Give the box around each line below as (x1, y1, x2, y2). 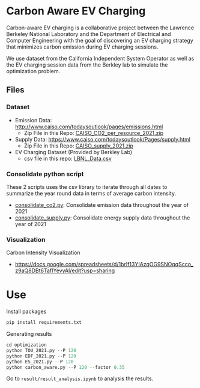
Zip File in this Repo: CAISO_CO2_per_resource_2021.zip (23, 129, 164, 136)
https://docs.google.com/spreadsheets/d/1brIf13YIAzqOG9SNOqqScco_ (14, 261, 194, 268)
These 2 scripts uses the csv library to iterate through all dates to (6, 183, 168, 190)
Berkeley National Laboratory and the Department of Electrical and (6, 30, 171, 37)
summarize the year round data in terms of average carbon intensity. (6, 190, 176, 197)
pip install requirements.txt (6, 320, 82, 326)
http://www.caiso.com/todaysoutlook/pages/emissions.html (14, 123, 163, 130)
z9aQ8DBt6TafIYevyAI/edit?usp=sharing (14, 267, 115, 274)
